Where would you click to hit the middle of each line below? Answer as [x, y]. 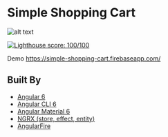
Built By [24, 80]
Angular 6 [31, 96]
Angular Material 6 [44, 111]
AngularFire [34, 126]
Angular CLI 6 [37, 104]
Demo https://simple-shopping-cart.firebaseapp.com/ [84, 58]
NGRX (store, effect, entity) [56, 118]
